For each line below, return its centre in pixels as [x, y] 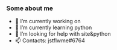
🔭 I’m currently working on [48, 21]
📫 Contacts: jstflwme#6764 [50, 40]
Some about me [30, 8]
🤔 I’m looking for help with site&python [63, 34]
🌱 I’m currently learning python [53, 27]
